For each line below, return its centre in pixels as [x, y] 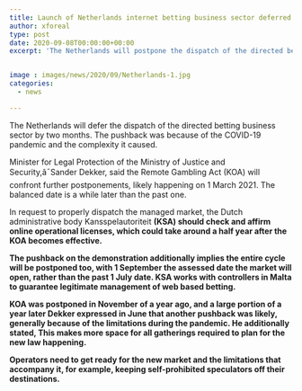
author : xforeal [40, 26]
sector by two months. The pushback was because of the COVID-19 [135, 135]
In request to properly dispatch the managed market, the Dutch [126, 211]
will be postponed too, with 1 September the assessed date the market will [151, 267]
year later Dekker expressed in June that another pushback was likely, [143, 313]
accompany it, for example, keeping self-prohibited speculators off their [147, 369]
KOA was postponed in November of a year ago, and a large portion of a [146, 304]
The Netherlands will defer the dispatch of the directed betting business [142, 125]
